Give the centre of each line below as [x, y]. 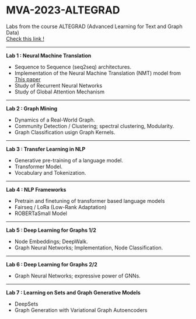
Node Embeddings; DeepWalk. [51, 241]
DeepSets [26, 304]
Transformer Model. [38, 167]
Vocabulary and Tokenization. [50, 172]
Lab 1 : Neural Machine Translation [49, 56]
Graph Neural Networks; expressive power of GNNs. [78, 276]
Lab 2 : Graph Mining [32, 108]
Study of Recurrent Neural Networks [58, 85]
